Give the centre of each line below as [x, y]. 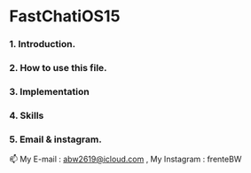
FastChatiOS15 [65, 16]
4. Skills [27, 115]
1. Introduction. [43, 44]
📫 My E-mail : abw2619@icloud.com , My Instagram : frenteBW [125, 159]
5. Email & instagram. [55, 139]
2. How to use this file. [59, 68]
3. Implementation [50, 91]
